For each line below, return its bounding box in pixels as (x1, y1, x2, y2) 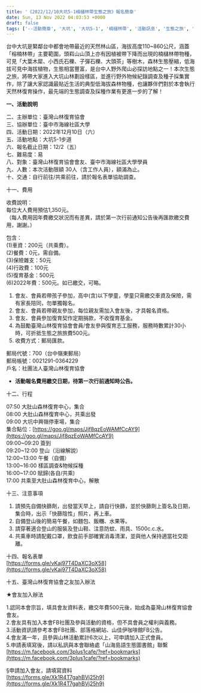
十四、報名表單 (6, 553, 43, 560)
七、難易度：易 (6, 151, 43, 158)
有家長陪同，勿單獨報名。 (14, 300, 78, 307)
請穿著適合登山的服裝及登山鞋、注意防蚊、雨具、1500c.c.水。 (14, 525, 167, 532)
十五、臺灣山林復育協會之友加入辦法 (6, 578, 96, 586)
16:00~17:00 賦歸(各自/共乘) (6, 470, 75, 477)
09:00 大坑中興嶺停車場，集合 (6, 418, 81, 425)
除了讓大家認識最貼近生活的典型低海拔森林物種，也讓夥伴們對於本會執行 (16, 80, 195, 88)
